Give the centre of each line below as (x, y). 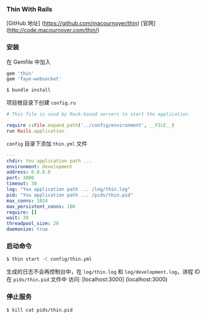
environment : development (39, 167)
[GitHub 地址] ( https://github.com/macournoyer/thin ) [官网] (81, 23)
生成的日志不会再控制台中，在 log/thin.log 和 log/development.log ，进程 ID (103, 272)
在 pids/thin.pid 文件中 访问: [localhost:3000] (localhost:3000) (87, 279)
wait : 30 (18, 218)
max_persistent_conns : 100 (41, 206)
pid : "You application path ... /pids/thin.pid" (70, 195)
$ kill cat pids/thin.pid (39, 310)
